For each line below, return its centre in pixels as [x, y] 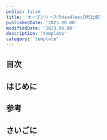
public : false [24, 12]
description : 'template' [36, 34]
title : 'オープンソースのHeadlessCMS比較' [54, 17]
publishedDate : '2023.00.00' [42, 22]
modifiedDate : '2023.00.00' [41, 28]
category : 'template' [33, 39]
